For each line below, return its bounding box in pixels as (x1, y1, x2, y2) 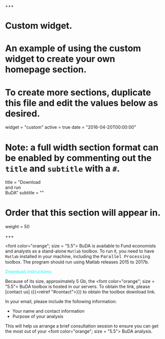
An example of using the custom (5, 43, 141, 54)
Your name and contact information (12, 308, 85, 314)
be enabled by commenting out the (5, 152, 152, 164)
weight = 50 (5, 224, 30, 230)
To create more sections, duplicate (5, 86, 151, 98)
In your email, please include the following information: (5, 299, 117, 305)
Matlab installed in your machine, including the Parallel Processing (5, 254, 150, 260)
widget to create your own (5, 53, 115, 65)
